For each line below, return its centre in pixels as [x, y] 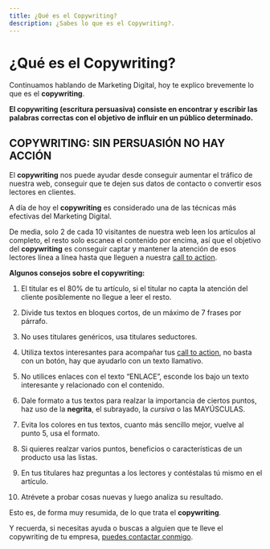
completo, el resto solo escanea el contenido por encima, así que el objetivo [135, 240]
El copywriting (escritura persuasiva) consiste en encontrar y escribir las [133, 109]
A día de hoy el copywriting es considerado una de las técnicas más [123, 208]
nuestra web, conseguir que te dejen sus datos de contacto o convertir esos [135, 184]
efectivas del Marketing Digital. [60, 216]
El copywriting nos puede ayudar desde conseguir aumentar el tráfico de [131, 175]
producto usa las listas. [59, 457]
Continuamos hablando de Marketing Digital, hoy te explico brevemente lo [131, 85]
